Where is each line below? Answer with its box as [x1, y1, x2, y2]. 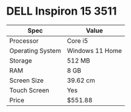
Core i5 [66, 37, 88, 45]
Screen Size [9, 76, 44, 85]
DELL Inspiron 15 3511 [6, 4, 117, 18]
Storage [9, 56, 32, 65]
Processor [9, 37, 39, 45]
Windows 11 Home [66, 46, 122, 55]
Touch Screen [9, 86, 50, 94]
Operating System [9, 46, 62, 55]
